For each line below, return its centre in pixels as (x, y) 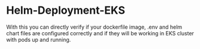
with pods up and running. (39, 39)
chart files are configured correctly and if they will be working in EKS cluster (100, 33)
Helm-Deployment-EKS (66, 10)
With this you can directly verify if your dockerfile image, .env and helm (94, 27)
